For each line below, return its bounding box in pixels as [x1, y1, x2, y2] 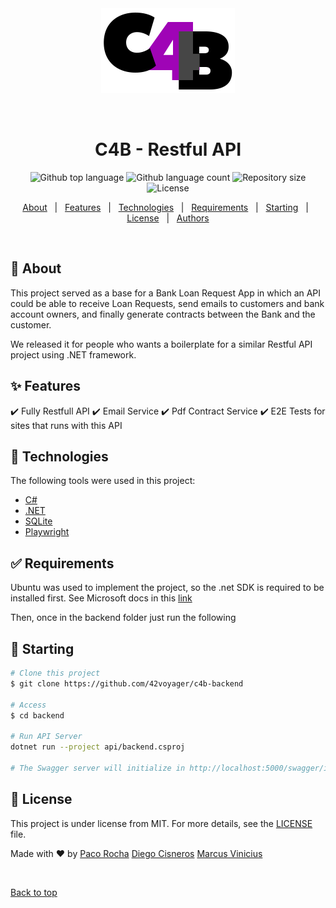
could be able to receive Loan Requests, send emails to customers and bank [10, 297, 325, 309]
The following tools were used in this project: [10, 475, 196, 487]
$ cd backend [10, 710, 65, 721]
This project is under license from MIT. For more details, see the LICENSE [10, 817, 313, 829]
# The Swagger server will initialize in [10, 763, 186, 773]
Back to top [10, 886, 58, 898]
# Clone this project [10, 668, 101, 678]
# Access [10, 700, 47, 710]
